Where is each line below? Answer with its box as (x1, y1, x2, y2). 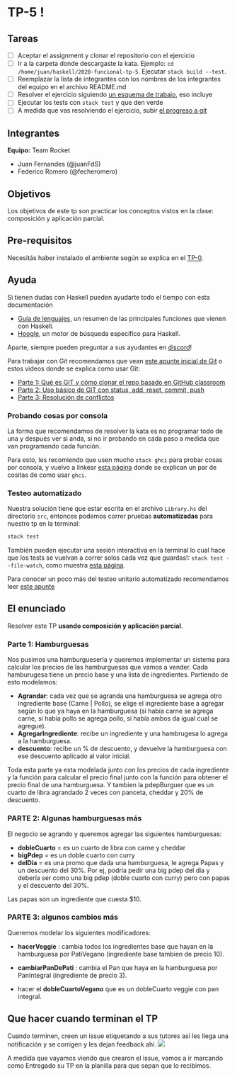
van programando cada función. (7, 441, 101, 450)
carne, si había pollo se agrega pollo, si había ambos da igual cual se (17, 714, 218, 723)
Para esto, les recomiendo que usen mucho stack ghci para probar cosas (7, 455, 223, 464)
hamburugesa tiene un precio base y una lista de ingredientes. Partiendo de (7, 670, 229, 679)
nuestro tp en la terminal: (7, 519, 81, 528)
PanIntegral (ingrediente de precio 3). (17, 971, 127, 979)
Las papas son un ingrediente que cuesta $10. (7, 894, 141, 903)
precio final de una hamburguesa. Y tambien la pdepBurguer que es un (7, 781, 214, 789)
